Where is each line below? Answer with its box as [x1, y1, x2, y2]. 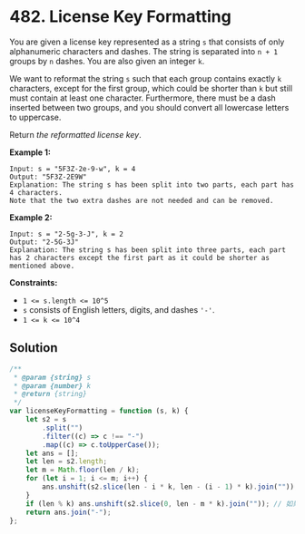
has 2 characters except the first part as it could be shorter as [9, 253, 271, 262]
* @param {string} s [13, 373, 92, 382]
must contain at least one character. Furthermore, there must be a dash [9, 92, 277, 103]
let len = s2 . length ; [25, 457, 107, 466]
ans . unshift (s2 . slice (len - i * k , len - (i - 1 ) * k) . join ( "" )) [42, 482, 295, 491]
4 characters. [9, 188, 64, 197]
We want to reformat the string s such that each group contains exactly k [9, 73, 282, 83]
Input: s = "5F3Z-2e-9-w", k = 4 [9, 164, 136, 173]
